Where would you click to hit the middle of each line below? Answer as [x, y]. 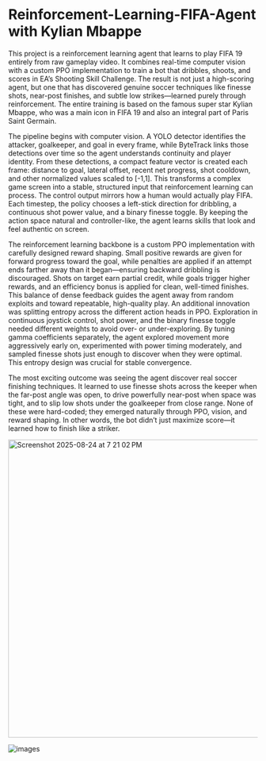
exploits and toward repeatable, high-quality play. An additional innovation [129, 303]
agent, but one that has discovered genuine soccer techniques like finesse [130, 87]
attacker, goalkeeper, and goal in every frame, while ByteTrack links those [129, 144]
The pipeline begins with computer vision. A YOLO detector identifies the [127, 136]
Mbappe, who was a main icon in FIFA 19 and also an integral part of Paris [129, 112]
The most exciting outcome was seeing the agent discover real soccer [123, 378]
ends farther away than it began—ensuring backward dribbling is [114, 269]
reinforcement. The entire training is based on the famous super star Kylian [131, 104]
